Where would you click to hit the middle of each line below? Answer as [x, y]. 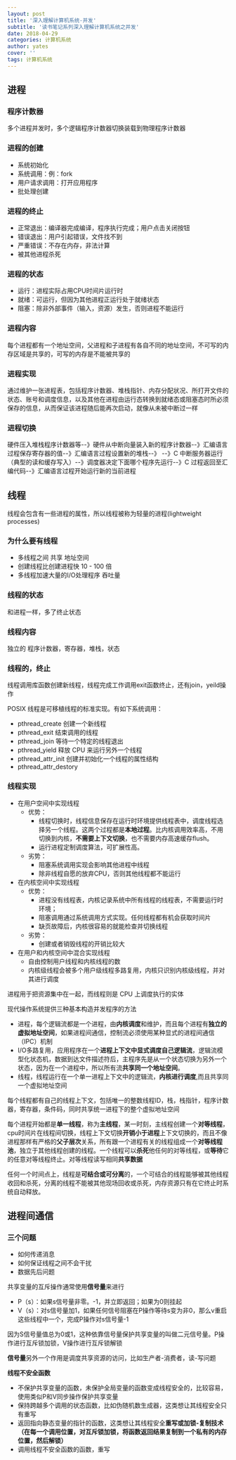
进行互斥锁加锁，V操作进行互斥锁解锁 [68, 1343]
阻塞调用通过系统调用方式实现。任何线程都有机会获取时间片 [125, 917]
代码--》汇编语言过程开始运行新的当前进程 [74, 471]
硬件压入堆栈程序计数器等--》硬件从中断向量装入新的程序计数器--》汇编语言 [118, 444]
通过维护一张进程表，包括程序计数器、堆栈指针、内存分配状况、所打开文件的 [118, 390]
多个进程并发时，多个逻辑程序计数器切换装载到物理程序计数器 [97, 128]
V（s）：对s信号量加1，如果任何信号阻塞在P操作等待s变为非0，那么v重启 [122, 1311]
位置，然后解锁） [42, 1441]
